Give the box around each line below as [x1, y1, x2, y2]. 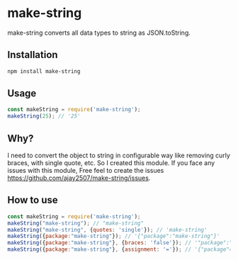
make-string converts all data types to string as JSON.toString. [7, 28, 191, 37]
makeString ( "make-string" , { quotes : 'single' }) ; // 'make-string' [7, 226, 208, 233]
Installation [7, 49, 58, 61]
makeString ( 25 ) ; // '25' [7, 113, 81, 120]
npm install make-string [7, 67, 81, 75]
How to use [7, 194, 58, 206]
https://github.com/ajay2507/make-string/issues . [7, 174, 151, 182]
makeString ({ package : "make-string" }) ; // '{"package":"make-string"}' [7, 232, 220, 240]
